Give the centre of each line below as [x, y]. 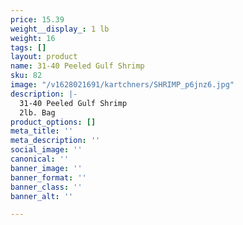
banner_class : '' [46, 187]
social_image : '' [46, 150]
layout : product [44, 57]
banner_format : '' [48, 177]
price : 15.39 [37, 19]
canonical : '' [40, 159]
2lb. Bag [37, 112]
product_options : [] [53, 122]
